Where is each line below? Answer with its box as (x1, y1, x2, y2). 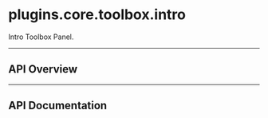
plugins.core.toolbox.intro (8, 6, 186, 24)
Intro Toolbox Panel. (8, 32, 74, 41)
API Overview (8, 62, 78, 77)
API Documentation (8, 99, 108, 112)
